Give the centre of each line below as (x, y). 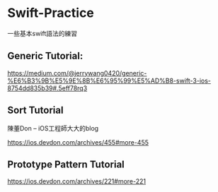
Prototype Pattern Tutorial (66, 164)
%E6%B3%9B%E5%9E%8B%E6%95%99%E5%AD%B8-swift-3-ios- (109, 80)
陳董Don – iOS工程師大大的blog (53, 128)
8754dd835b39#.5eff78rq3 (47, 88)
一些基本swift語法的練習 (42, 33)
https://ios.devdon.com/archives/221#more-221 (77, 181)
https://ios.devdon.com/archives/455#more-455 (78, 142)
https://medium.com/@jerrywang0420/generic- (77, 73)
